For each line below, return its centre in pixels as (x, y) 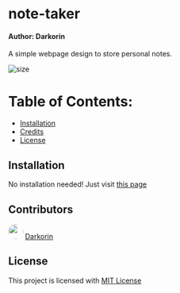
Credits (32, 132)
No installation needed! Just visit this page (78, 184)
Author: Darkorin (37, 36)
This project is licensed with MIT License (75, 280)
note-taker (44, 14)
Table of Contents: (71, 101)
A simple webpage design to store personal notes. (90, 54)
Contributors (41, 209)
